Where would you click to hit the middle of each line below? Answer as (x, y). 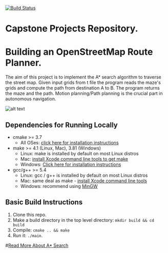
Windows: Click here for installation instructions (71, 164)
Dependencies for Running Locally (61, 125)
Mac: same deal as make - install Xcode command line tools (84, 181)
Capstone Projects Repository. (72, 29)
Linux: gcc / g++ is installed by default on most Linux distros (84, 175)
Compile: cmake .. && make (41, 230)
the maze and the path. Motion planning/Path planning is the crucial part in (84, 93)
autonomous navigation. (31, 99)
